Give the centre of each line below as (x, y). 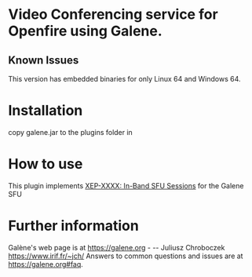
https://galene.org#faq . (46, 264)
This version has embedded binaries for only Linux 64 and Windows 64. (124, 79)
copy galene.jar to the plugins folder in (71, 132)
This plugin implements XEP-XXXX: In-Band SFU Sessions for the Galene (126, 185)
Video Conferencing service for (113, 15)
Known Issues (44, 60)
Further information (73, 226)
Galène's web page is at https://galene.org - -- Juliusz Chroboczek (117, 247)
